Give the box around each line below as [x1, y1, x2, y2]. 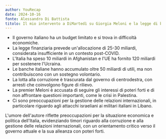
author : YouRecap [5, 7, 41, 12]
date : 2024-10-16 [5, 12, 41, 17]
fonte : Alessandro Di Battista [5, 16, 70, 21]
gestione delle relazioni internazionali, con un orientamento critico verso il [5, 123, 156, 129]
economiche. [12, 40, 40, 46]
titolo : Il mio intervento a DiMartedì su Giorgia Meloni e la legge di [5, 21, 158, 26]
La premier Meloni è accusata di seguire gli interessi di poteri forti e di [12, 87, 155, 93]
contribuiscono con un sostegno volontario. [12, 71, 101, 77]
